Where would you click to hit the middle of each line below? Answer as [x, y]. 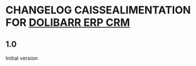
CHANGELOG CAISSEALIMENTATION [98, 10]
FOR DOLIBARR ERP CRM [68, 22]
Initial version [22, 58]
